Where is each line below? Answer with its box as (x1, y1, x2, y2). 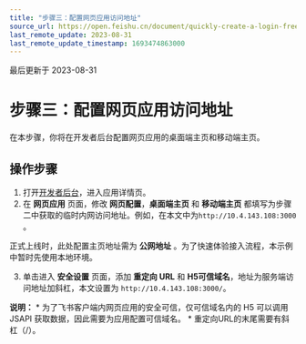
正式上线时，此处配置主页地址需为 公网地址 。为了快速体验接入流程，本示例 (9, 240, 293, 251)
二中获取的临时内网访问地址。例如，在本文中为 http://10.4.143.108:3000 (22, 210, 297, 220)
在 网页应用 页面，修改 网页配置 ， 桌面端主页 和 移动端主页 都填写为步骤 (22, 198, 292, 209)
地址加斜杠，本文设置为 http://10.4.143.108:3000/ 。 (30, 283, 231, 293)
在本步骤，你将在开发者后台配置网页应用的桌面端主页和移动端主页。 (9, 132, 265, 143)
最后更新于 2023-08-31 (9, 65, 97, 76)
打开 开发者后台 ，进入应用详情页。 (22, 187, 151, 197)
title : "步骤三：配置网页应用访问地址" (9, 13, 141, 23)
